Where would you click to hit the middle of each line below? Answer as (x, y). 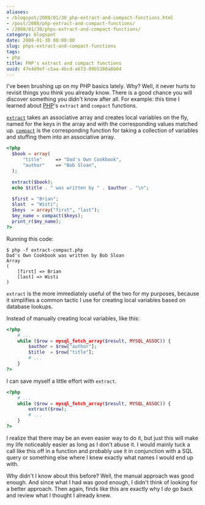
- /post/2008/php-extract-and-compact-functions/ (71, 23)
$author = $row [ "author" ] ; (63, 347)
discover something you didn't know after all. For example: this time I (93, 99)
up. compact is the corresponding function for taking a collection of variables (102, 131)
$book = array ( (31, 154)
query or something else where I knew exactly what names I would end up (100, 457)
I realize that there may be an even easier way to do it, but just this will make (102, 438)
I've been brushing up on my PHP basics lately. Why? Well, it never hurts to (101, 86)
